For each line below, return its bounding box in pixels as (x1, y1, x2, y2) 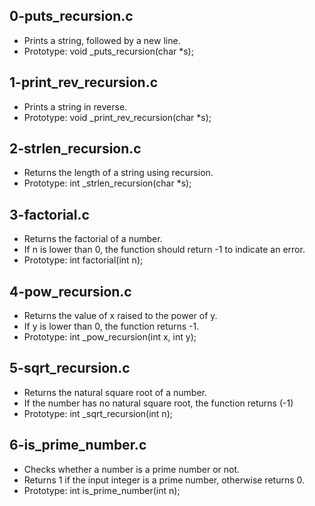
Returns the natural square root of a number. (23, 386, 207, 398)
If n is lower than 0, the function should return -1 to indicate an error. (23, 244, 306, 256)
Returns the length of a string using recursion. (23, 167, 214, 179)
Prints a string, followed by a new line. (23, 34, 181, 46)
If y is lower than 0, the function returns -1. (23, 320, 200, 333)
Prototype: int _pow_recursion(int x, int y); (23, 331, 197, 343)
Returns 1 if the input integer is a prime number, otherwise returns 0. (23, 474, 306, 486)
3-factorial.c (9, 206, 90, 223)
